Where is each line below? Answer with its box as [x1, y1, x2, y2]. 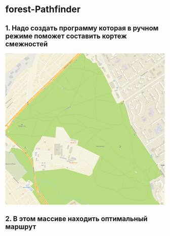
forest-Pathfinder [5, 4, 81, 15]
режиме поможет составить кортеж [5, 31, 127, 40]
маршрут [5, 222, 36, 231]
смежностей [5, 40, 48, 48]
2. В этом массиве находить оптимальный [5, 215, 148, 223]
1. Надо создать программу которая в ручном [5, 24, 159, 32]
